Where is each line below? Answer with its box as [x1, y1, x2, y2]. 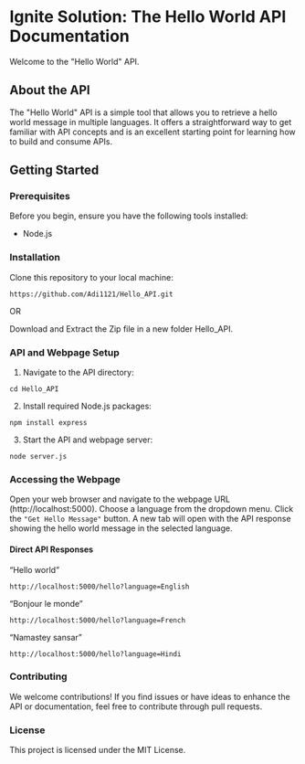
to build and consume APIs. [9, 135, 113, 147]
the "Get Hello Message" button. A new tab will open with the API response [9, 514, 291, 525]
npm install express [9, 419, 89, 428]
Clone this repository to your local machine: [9, 271, 174, 282]
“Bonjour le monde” [9, 598, 84, 609]
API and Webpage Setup [9, 345, 121, 358]
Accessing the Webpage [9, 472, 121, 485]
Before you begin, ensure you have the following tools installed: [9, 210, 248, 221]
